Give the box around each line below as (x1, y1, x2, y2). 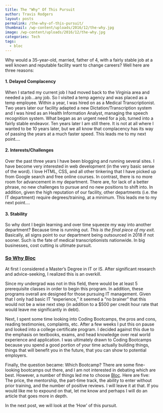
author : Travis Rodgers (5, 12, 54, 17)
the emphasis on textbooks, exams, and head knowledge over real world (5, 331, 151, 337)
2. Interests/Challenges (5, 147, 54, 153)
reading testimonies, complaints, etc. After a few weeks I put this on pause (5, 321, 155, 327)
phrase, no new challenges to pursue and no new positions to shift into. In (5, 184, 153, 190)
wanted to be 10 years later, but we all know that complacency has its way (5, 126, 154, 131)
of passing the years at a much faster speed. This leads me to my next (5, 130, 146, 137)
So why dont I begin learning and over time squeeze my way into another (5, 222, 152, 228)
